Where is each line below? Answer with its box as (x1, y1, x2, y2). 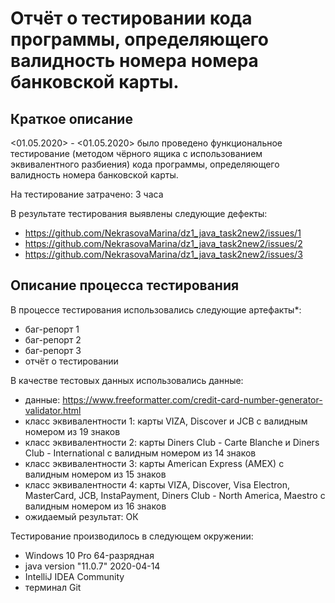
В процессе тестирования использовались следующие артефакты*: (10, 303, 302, 316)
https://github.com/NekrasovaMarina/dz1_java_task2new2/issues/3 (24, 248, 303, 260)
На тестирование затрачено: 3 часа (10, 188, 164, 200)
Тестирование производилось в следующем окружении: (10, 530, 254, 542)
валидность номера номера (10, 50, 259, 72)
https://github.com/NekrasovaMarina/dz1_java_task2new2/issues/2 (24, 238, 303, 249)
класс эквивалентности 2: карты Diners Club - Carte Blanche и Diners (24, 436, 320, 448)
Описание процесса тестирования (10, 277, 240, 294)
